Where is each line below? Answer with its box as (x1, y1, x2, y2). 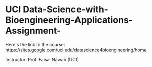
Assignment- (5, 25, 61, 36)
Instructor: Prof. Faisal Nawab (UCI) (5, 56, 79, 62)
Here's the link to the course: (5, 41, 65, 47)
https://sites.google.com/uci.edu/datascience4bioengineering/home (5, 47, 147, 53)
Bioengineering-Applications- (5, 14, 133, 26)
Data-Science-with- (22, 4, 108, 15)
